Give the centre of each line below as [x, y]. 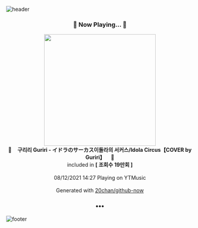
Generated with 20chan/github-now [100, 190]
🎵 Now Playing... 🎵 [100, 24]
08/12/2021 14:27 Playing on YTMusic [100, 178]
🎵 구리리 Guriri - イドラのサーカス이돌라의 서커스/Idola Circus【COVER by [100, 150]
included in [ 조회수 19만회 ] [100, 165]
